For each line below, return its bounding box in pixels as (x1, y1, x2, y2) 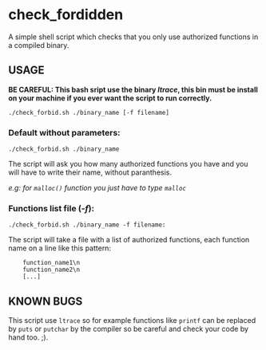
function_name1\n (22, 259, 81, 267)
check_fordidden (8, 6, 124, 24)
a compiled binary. (8, 40, 69, 49)
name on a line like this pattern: (8, 243, 112, 253)
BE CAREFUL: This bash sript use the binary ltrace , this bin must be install (8, 85, 258, 94)
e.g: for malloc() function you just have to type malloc (8, 183, 186, 193)
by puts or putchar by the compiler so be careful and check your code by (8, 324, 249, 334)
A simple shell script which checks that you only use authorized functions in (8, 32, 259, 41)
